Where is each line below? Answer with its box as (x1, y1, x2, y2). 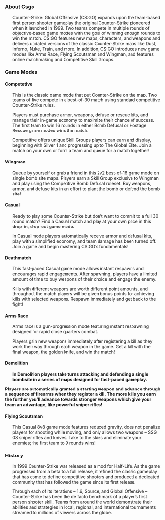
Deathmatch (5, 255, 31, 260)
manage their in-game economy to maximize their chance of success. (12, 117, 154, 123)
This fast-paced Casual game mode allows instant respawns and (12, 266, 144, 272)
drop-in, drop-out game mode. (12, 223, 75, 229)
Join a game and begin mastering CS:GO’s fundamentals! (12, 243, 129, 249)
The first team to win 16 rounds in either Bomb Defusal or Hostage (12, 122, 147, 129)
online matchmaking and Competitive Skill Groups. (12, 57, 115, 63)
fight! (12, 301, 23, 307)
